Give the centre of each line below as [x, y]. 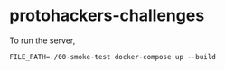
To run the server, [42, 40]
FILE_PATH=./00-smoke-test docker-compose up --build [113, 57]
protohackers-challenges [107, 16]
